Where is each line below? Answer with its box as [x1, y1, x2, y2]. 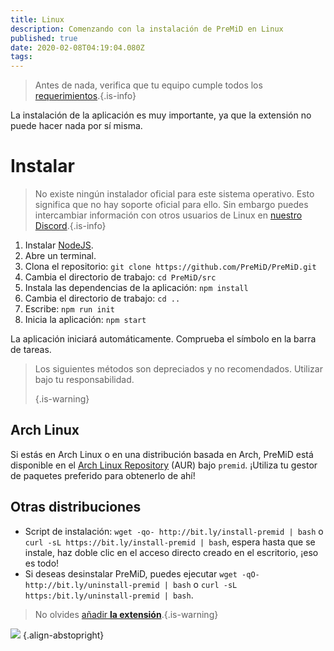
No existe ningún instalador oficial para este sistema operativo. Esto [34, 188, 315, 200]
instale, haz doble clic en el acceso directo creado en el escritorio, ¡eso [24, 546, 319, 558]
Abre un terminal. [24, 250, 97, 262]
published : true [10, 33, 78, 43]
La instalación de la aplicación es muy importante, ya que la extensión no [10, 109, 312, 121]
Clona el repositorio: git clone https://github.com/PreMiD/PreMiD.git [24, 261, 317, 273]
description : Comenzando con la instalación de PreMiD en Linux [10, 24, 284, 34]
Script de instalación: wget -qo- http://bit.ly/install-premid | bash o [24, 525, 324, 537]
